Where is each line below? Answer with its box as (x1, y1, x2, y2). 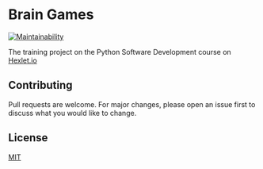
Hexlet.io (8, 56, 37, 65)
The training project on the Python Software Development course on (8, 47, 231, 56)
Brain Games (8, 6, 94, 24)
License (8, 131, 48, 144)
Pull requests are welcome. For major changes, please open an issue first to (8, 99, 256, 109)
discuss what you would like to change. (8, 108, 137, 117)
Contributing (8, 79, 73, 92)
